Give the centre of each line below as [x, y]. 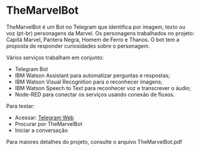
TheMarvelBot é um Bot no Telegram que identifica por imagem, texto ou [96, 27]
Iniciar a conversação [41, 130]
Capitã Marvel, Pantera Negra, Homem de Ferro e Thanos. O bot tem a [93, 39]
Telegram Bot [31, 69]
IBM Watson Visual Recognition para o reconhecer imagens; [89, 82]
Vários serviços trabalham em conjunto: [55, 57]
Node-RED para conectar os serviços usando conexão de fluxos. [95, 94]
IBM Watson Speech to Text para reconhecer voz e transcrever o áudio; [103, 88]
